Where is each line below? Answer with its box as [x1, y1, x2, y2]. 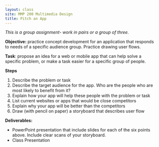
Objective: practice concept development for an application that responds [5, 39, 154, 45]
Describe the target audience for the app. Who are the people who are [12, 82, 153, 88]
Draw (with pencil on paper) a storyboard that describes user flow [12, 108, 145, 114]
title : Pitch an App [5, 16, 47, 21]
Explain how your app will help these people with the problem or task [12, 93, 151, 98]
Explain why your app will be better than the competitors [12, 103, 125, 109]
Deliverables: [5, 117, 33, 124]
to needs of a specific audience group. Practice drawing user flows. [5, 44, 141, 50]
